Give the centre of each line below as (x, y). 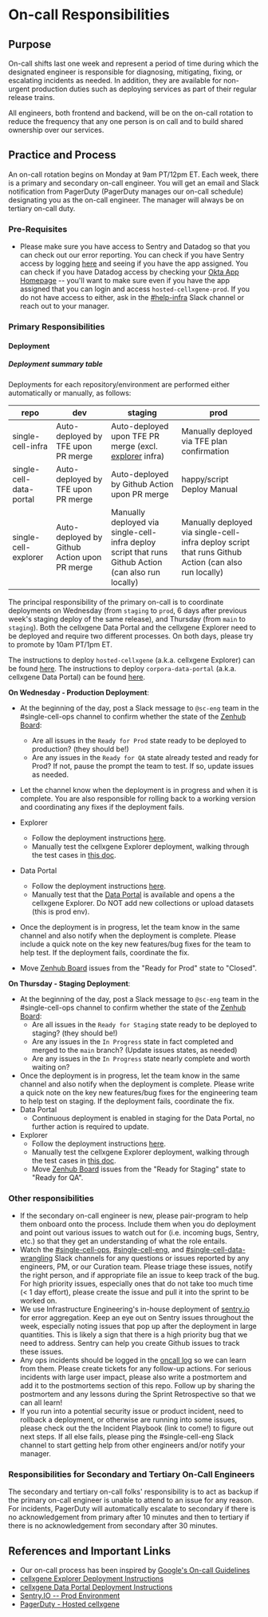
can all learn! (41, 1403)
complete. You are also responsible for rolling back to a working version (138, 798)
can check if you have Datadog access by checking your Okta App (129, 272)
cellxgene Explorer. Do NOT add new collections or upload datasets (143, 903)
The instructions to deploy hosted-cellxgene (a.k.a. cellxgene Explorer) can (132, 660)
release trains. (32, 97)
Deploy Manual (209, 489)
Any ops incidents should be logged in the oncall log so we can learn (133, 1360)
